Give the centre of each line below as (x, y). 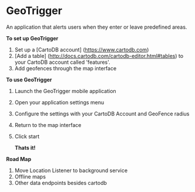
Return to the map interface (48, 125)
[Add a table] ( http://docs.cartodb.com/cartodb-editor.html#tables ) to (99, 56)
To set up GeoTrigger (32, 38)
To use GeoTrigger (29, 80)
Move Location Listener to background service (71, 170)
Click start (27, 136)
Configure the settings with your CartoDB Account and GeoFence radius (102, 114)
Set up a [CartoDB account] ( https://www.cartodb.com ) (82, 49)
